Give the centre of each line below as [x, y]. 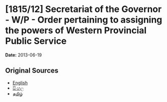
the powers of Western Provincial [76, 30]
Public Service [36, 41]
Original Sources [32, 71]
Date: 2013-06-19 [23, 55]
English [20, 82]
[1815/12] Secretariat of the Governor [83, 9]
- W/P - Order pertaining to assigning [84, 20]
